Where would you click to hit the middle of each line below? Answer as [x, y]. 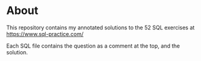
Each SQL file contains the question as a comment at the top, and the [93, 46]
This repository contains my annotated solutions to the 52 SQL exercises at [100, 27]
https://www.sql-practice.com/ [45, 34]
